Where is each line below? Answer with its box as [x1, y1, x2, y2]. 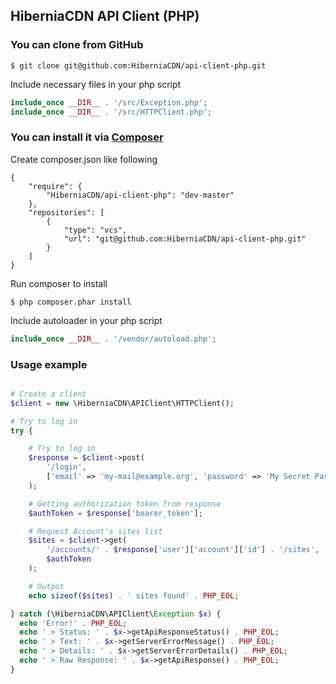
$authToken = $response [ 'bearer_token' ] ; [28, 508, 203, 518]
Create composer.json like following [10, 153, 158, 165]
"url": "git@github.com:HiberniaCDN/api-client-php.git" [63, 234, 307, 244]
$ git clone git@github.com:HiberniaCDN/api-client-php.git [10, 60, 267, 71]
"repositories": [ [28, 207, 105, 218]
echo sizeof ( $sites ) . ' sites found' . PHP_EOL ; [28, 590, 240, 601]
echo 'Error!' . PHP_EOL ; [19, 618, 128, 628]
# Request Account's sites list [28, 526, 163, 536]
